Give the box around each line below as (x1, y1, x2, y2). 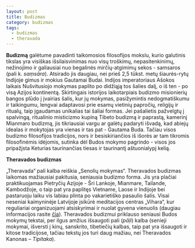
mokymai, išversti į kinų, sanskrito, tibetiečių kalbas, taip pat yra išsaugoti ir (6, 223, 187, 230)
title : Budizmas (6, 14, 46, 20)
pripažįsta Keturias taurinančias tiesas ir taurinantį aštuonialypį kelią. (6, 145, 170, 152)
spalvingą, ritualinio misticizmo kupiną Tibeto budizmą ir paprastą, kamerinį (6, 114, 188, 120)
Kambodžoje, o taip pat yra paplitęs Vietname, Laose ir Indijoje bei (6, 186, 165, 193)
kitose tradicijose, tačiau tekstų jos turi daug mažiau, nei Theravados (6, 229, 171, 236)
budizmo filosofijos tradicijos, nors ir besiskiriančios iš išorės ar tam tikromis (6, 132, 190, 139)
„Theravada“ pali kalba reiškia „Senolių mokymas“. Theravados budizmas (6, 167, 182, 174)
